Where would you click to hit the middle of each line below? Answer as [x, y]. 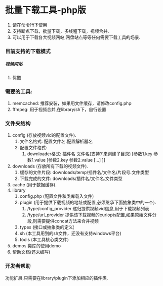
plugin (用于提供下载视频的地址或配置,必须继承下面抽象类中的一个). [88, 202]
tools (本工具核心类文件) [44, 240]
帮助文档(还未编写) [31, 252]
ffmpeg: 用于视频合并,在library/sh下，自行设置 [59, 110]
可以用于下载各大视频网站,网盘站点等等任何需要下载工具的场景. [76, 37]
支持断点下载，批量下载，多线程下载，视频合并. [61, 31]
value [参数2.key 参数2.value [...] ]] [70, 160]
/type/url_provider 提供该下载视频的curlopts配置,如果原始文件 [89, 215]
